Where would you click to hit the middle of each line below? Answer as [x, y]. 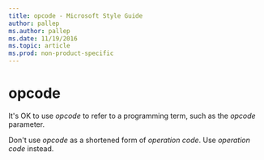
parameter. [27, 124]
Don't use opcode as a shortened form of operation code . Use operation [130, 140]
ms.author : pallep [39, 31]
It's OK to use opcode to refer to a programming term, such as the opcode [132, 116]
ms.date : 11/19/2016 [43, 38]
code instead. [31, 148]
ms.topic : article [39, 46]
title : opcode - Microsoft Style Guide [76, 16]
